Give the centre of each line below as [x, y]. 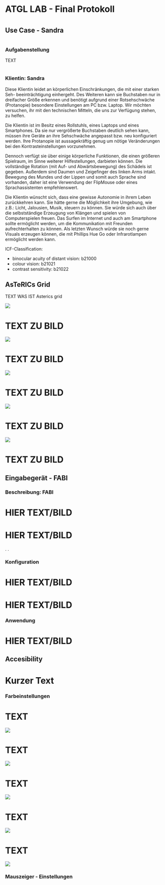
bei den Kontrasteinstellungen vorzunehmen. [51, 146]
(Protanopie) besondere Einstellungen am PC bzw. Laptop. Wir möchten [78, 105]
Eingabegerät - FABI [37, 478]
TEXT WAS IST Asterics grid [34, 297]
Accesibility [24, 659]
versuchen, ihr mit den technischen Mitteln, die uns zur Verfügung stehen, [81, 110]
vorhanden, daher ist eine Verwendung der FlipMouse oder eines [71, 182]
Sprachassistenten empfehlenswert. [42, 188]
